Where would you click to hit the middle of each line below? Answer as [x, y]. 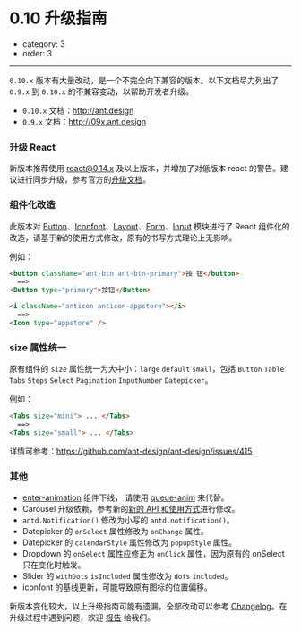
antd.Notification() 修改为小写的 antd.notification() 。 [128, 520]
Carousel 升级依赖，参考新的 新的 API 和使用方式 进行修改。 [131, 509]
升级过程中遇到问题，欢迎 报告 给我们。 [82, 618]
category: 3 [43, 43]
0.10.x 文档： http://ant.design [78, 110]
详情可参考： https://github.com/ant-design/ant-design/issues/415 [131, 451]
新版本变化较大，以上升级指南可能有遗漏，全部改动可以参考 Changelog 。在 [148, 606]
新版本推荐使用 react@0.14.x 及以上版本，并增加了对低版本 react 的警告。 [145, 169]
